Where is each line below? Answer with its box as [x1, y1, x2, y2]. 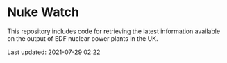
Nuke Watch [7, 4, 80, 20]
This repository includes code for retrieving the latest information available [7, 27, 221, 35]
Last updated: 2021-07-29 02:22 [7, 48, 101, 56]
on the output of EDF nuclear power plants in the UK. [7, 34, 158, 42]
